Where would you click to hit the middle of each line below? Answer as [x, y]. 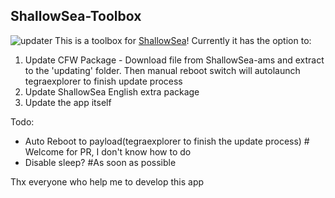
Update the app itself [68, 102]
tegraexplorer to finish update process [103, 81]
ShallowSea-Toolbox [76, 16]
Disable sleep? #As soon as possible [100, 162]
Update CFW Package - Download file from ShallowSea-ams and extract [174, 60]
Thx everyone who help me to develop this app [107, 181]
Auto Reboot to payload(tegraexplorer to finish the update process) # [167, 141]
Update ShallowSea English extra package [112, 91]
